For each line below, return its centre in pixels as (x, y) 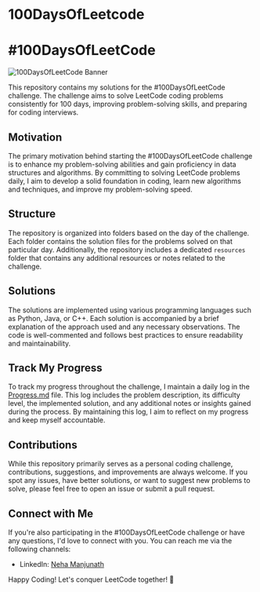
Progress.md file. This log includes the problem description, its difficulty (124, 395)
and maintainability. (40, 343)
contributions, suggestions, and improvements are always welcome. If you (128, 472)
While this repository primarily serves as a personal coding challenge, (121, 464)
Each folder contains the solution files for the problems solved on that (121, 241)
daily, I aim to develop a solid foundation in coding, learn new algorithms (125, 181)
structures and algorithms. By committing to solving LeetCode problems (124, 172)
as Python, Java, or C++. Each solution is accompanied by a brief (114, 318)
